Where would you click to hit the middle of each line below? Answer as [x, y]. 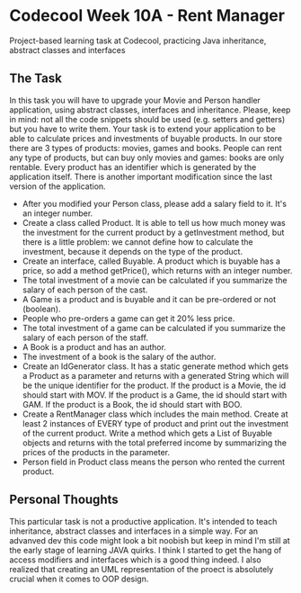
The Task [36, 79]
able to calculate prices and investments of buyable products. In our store [146, 138]
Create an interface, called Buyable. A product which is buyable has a [151, 261]
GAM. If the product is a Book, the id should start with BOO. [132, 404]
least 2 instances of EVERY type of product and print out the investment [155, 423]
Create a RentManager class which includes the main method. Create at [155, 414]
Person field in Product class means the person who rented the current [154, 462]
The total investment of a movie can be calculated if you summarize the [155, 280]
